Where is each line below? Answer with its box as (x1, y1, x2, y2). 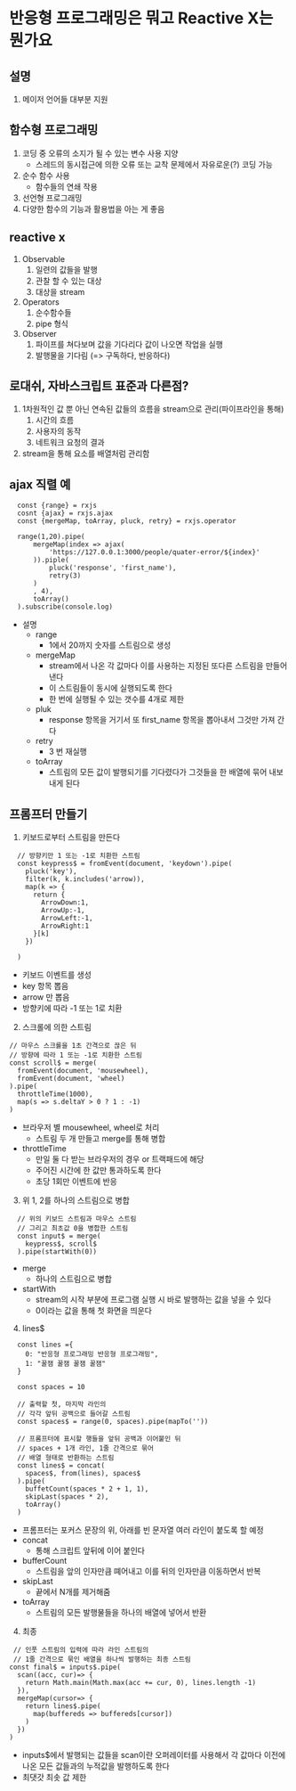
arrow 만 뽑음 (21, 992, 70, 1002)
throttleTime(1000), (17, 1090, 93, 1099)
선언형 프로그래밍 (21, 192, 83, 203)
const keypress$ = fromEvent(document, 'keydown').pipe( (17, 859, 233, 869)
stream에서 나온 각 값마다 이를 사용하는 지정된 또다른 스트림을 (48, 660, 264, 671)
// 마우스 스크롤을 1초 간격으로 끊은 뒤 (9, 1042, 137, 1051)
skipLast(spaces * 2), (25, 1492, 109, 1501)
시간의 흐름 (35, 415, 74, 426)
